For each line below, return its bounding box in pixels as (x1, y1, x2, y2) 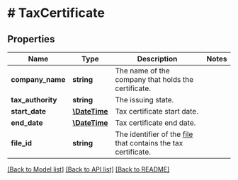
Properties (7, 33, 55, 45)
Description (137, 54, 178, 64)
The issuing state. (115, 95, 174, 104)
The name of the (115, 66, 170, 76)
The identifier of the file (115, 129, 193, 139)
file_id (11, 138, 32, 148)
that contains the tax (115, 138, 183, 148)
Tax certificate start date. (115, 107, 198, 116)
